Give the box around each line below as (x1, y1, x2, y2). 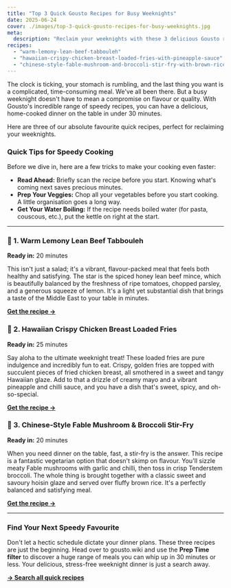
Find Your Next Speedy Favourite (7, 523, 120, 532)
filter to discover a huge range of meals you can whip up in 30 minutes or (7, 553, 217, 561)
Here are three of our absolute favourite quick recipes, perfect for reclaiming (7, 122, 224, 131)
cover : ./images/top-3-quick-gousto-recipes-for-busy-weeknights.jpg (7, 23, 211, 30)
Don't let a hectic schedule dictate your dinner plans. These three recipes (7, 539, 215, 547)
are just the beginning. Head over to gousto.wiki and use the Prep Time (7, 545, 210, 554)
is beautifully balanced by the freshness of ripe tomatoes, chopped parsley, (7, 280, 221, 288)
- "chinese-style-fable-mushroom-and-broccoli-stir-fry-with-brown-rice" (13, 61, 229, 68)
